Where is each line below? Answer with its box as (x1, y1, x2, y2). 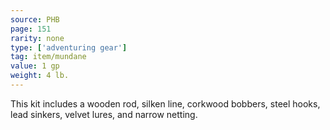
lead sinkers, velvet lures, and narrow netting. (10, 108, 198, 120)
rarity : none (10, 33, 65, 43)
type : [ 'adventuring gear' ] (10, 42, 128, 53)
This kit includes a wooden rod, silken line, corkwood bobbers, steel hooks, (10, 97, 321, 110)
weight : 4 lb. (10, 71, 70, 81)
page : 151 (10, 24, 52, 34)
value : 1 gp (10, 61, 60, 71)
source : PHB (10, 14, 60, 25)
